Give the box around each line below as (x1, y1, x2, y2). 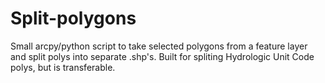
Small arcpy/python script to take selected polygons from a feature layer (10, 40, 308, 52)
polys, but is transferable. (10, 61, 116, 73)
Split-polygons (10, 7, 137, 30)
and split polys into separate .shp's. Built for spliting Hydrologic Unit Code (10, 50, 315, 62)
